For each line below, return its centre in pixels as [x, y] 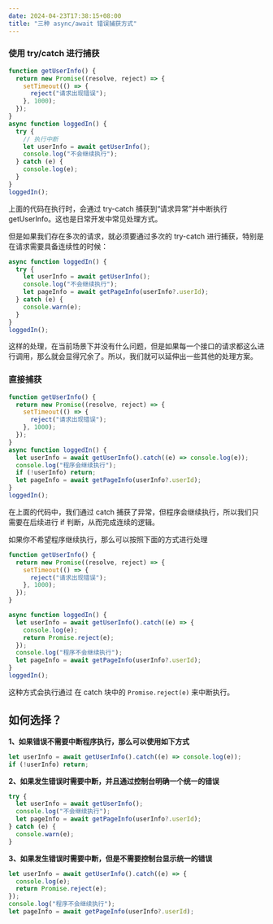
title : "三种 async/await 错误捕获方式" [73, 24]
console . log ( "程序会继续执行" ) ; [66, 465]
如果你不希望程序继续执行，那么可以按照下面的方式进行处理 [108, 539]
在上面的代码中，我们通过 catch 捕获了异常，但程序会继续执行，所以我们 [130, 512]
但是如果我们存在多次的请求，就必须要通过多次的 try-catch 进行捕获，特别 [133, 236]
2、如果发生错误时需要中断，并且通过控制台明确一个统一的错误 [114, 781]
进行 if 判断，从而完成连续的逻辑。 [102, 522]
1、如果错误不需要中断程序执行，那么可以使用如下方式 [99, 741]
